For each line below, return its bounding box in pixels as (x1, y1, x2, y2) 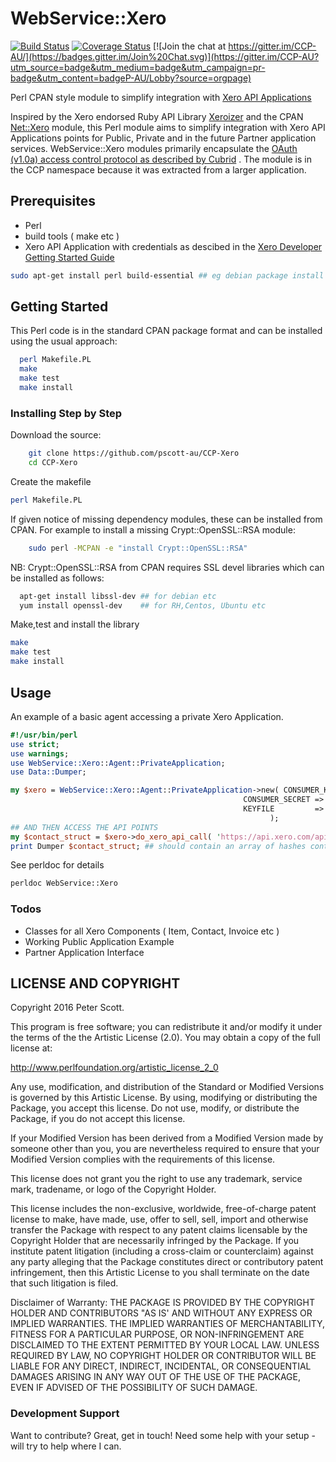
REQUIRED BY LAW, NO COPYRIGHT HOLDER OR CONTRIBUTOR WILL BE (10, 1350, 317, 1362)
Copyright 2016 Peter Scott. (10, 1002, 125, 1014)
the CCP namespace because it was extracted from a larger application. (10, 163, 307, 176)
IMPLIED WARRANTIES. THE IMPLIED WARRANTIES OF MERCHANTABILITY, (10, 1318, 326, 1330)
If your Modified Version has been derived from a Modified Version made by (10, 1132, 324, 1144)
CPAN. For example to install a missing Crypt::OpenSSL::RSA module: (10, 523, 296, 536)
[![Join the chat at (153, 40, 227, 52)
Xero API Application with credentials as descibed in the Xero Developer (24, 240, 323, 252)
